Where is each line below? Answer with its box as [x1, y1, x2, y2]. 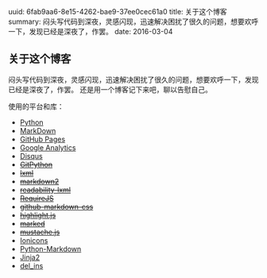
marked [19, 218, 45, 228]
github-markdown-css [19, 202, 94, 211]
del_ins [19, 261, 44, 270]
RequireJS [19, 193, 54, 203]
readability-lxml [19, 185, 72, 195]
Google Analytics [19, 142, 76, 153]
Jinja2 [19, 253, 41, 262]
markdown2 [19, 176, 60, 186]
